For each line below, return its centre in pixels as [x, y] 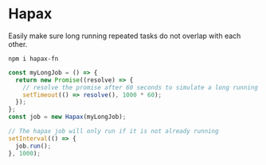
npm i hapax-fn [33, 59]
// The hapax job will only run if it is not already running [113, 132]
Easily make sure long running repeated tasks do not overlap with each [125, 36]
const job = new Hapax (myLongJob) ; [67, 117]
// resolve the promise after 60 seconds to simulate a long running [141, 87]
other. [18, 44]
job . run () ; [33, 146]
